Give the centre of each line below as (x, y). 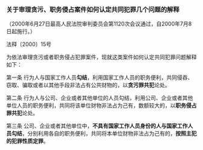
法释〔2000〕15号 (29, 44)
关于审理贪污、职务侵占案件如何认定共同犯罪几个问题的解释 (93, 9)
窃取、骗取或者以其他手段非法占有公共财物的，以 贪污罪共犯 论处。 (88, 85)
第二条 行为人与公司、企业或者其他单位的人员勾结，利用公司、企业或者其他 (100, 98)
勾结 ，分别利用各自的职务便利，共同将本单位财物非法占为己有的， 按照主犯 (104, 134)
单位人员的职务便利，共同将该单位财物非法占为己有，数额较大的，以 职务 (96, 106)
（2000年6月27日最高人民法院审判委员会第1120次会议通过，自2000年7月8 (99, 24)
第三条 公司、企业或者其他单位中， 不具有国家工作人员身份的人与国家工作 (97, 126)
